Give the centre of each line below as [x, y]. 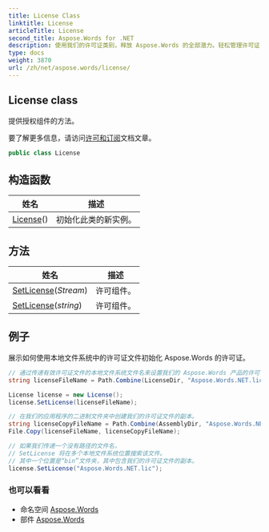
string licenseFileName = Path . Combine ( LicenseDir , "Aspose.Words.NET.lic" [137, 380]
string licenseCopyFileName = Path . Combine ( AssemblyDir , [105, 424]
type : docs [26, 53]
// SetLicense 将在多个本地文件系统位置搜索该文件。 [87, 453]
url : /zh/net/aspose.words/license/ [69, 68]
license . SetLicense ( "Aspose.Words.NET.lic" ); [85, 468]
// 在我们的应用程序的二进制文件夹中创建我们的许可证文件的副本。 [103, 417]
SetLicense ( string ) [47, 305]
